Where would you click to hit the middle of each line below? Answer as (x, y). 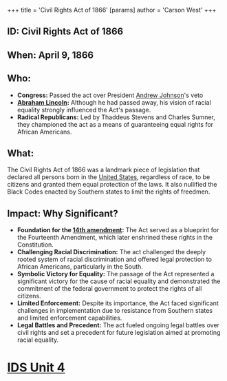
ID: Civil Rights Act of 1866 (65, 31)
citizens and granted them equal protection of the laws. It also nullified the (112, 185)
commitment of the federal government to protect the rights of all (109, 289)
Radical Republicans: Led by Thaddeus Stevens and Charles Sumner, (116, 117)
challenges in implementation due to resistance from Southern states (115, 311)
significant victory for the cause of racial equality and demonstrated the (119, 281)
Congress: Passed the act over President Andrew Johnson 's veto (110, 95)
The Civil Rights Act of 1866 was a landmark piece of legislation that (104, 170)
